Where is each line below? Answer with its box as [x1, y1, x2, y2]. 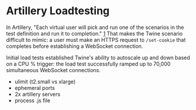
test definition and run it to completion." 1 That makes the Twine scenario [6, 30, 183, 37]
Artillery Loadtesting [6, 4, 110, 18]
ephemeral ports [14, 84, 55, 91]
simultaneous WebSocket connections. [6, 66, 101, 73]
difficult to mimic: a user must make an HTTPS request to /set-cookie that [6, 36, 186, 43]
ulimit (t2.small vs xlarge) [14, 78, 76, 85]
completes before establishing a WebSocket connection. [6, 43, 143, 50]
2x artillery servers [14, 90, 61, 98]
